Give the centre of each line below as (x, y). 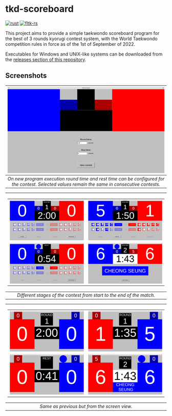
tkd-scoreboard (40, 9)
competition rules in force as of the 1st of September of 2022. (70, 44)
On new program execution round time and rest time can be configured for (86, 178)
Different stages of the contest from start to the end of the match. (86, 295)
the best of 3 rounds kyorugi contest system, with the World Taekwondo (81, 39)
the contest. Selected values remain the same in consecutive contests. (86, 184)
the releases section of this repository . (46, 59)
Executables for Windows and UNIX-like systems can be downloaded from (84, 54)
